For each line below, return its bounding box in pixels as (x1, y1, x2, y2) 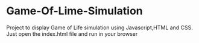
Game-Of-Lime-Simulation (6, 4, 143, 18)
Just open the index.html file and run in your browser (6, 30, 138, 37)
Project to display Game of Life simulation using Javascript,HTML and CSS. (6, 24, 193, 31)
